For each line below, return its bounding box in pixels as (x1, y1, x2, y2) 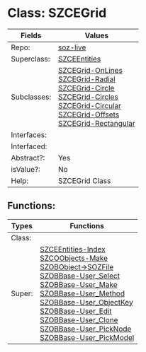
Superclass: (11, 54, 50, 64)
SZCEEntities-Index (40, 244, 106, 254)
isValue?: (11, 164, 40, 174)
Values (84, 30, 108, 40)
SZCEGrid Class (57, 175, 111, 185)
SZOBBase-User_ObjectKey (40, 297, 133, 307)
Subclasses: (11, 92, 52, 102)
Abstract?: (11, 153, 45, 163)
